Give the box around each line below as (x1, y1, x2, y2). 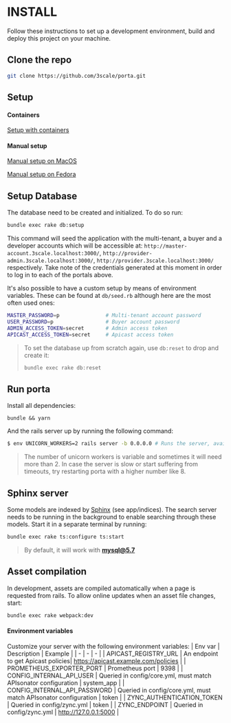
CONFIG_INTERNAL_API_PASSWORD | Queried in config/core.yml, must (7, 686, 211, 694)
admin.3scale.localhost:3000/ (7, 257, 94, 265)
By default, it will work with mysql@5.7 (23, 546, 135, 554)
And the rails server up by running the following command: (7, 427, 174, 435)
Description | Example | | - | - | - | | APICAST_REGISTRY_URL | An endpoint (7, 649, 219, 658)
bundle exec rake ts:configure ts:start (7, 533, 125, 540)
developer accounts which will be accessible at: (7, 241, 143, 250)
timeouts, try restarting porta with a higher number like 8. (23, 467, 186, 475)
